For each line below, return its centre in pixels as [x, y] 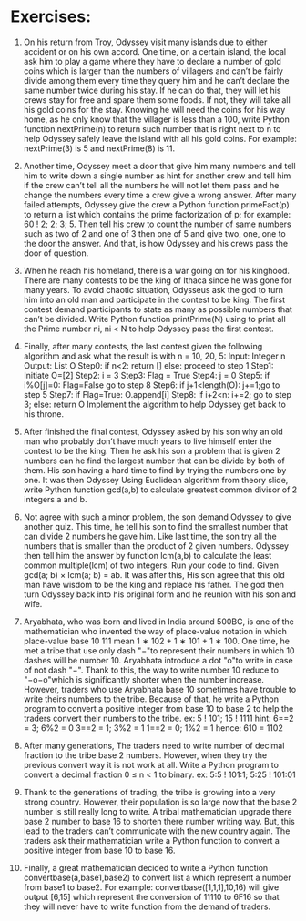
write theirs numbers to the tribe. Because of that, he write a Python [151, 699]
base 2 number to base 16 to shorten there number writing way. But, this [159, 821]
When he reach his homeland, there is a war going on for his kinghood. [157, 270]
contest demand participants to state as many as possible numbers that [158, 309]
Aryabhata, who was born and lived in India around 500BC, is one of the [158, 622]
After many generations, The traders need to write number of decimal [154, 745]
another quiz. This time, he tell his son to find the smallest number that [156, 526]
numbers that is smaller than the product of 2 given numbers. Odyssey [156, 546]
